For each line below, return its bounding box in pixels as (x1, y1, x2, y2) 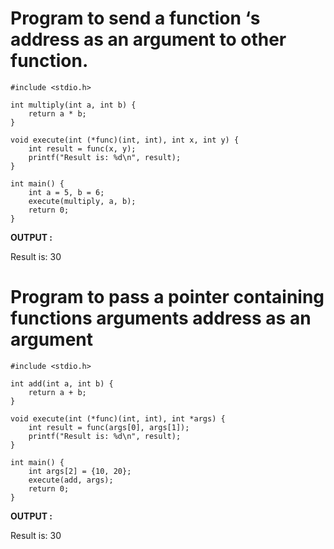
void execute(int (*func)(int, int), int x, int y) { (10, 135, 240, 145)
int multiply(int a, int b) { (10, 100, 137, 110)
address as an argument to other (10, 28, 287, 51)
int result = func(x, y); (28, 143, 137, 154)
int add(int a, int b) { (10, 378, 114, 389)
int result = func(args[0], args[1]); (28, 422, 190, 432)
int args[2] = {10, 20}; (28, 466, 132, 476)
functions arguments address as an (10, 307, 312, 330)
